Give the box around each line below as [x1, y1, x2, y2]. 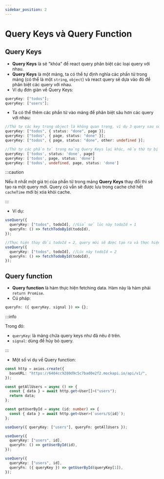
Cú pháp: [12, 295, 31, 301]
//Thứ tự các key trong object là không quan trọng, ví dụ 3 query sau [5, 124, 154, 129]
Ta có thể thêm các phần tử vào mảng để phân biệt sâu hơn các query [12, 110, 154, 116]
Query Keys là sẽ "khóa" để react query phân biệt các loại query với [12, 61, 150, 67]
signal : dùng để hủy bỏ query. [12, 337, 74, 343]
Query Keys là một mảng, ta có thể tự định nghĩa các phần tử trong [12, 71, 147, 77]
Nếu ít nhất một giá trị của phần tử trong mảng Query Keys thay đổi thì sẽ [5, 179, 153, 185]
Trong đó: [5, 323, 25, 329]
